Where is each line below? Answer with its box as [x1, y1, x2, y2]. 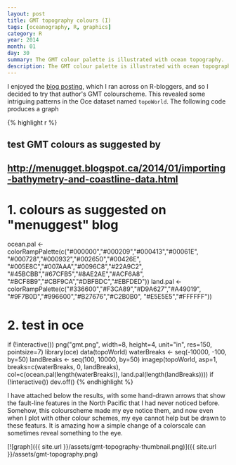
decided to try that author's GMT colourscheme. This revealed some [7, 89, 206, 98]
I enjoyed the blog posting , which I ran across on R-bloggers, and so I [7, 82, 209, 90]
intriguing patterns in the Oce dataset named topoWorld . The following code [7, 97, 226, 106]
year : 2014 [7, 37, 39, 44]
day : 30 [7, 50, 30, 57]
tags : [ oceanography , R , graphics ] [7, 23, 112, 30]
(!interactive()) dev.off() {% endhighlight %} [7, 378, 133, 386]
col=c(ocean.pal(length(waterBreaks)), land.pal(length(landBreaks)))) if [7, 371, 214, 379]
